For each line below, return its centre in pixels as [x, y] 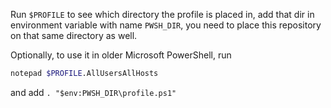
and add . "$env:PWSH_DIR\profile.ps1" [93, 92]
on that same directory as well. [74, 35]
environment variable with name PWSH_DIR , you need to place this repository [166, 25]
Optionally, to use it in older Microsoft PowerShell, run [121, 55]
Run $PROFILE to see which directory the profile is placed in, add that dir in [162, 14]
